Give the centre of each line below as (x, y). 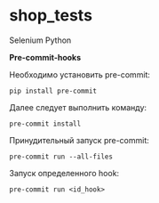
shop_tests (51, 16)
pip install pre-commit (53, 91)
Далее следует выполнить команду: (78, 107)
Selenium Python (40, 40)
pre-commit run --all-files (61, 157)
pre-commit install (45, 124)
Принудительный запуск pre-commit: (79, 140)
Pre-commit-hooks (45, 57)
